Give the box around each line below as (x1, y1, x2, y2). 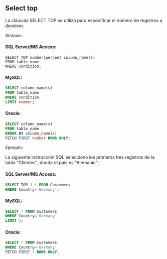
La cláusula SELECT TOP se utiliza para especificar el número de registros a (5, 17, 162, 23)
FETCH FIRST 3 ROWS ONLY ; (5, 249, 59, 255)
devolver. (5, 23, 25, 29)
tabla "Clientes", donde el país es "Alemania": (5, 160, 99, 166)
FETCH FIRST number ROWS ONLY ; (5, 136, 71, 141)
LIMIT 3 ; (5, 218, 24, 223)
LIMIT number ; (5, 99, 35, 104)
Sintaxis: (5, 32, 23, 38)
